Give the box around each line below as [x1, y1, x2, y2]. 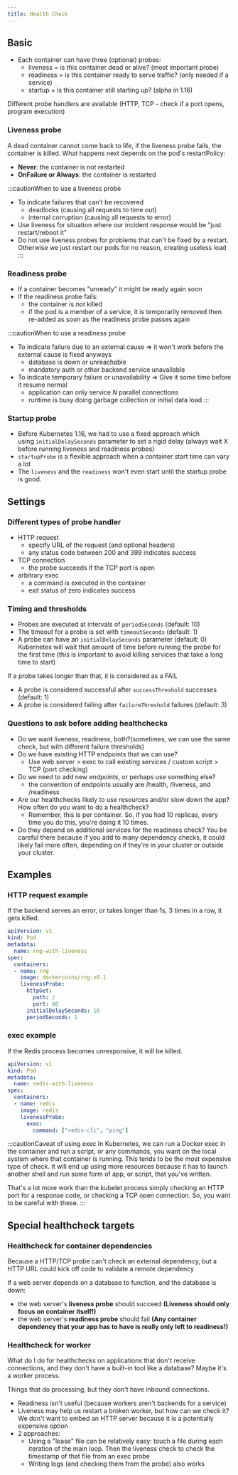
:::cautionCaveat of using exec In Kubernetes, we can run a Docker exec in [7, 1140, 226, 1148]
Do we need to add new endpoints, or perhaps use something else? [17, 772, 216, 781]
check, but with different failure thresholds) [17, 742, 145, 751]
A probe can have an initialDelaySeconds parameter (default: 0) [17, 635, 207, 644]
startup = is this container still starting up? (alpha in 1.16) [28, 86, 193, 95]
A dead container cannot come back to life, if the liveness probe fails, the [7, 141, 222, 150]
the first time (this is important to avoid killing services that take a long [17, 650, 224, 659]
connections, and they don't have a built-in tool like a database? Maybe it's [7, 1364, 227, 1372]
